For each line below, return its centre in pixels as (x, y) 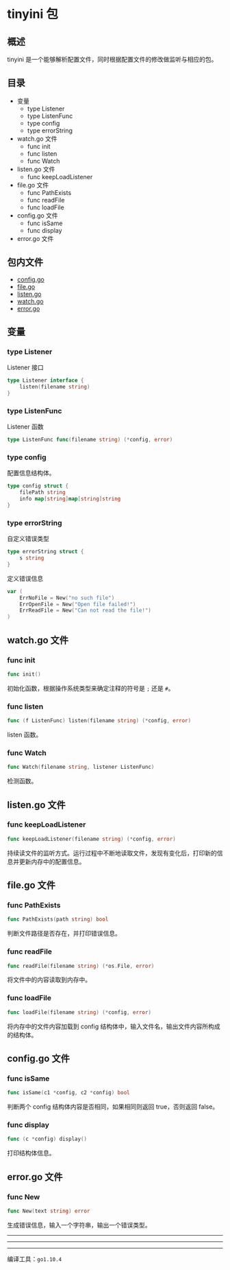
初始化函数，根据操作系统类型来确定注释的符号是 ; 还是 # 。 (91, 688)
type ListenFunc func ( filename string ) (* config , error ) (90, 440)
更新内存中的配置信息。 (52, 862)
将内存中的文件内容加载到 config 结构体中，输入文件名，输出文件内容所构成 (114, 1026)
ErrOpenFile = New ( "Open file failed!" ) (78, 604)
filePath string (43, 493)
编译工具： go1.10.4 (35, 1259)
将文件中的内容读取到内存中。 (49, 980)
